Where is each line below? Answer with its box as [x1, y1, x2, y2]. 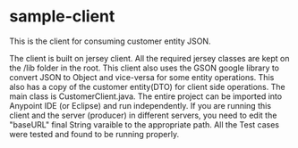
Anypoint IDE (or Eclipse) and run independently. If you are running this [9, 100, 271, 111]
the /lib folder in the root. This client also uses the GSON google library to [9, 62, 280, 73]
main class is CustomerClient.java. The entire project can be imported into [9, 91, 283, 102]
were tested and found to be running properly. [9, 128, 180, 139]
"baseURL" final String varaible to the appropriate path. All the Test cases [9, 119, 280, 130]
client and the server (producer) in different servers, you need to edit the [9, 110, 277, 120]
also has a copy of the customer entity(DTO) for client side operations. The [9, 81, 285, 92]
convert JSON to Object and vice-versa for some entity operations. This [9, 71, 275, 82]
